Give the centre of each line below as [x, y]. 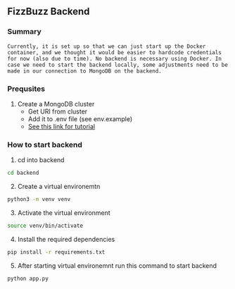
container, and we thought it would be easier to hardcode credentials [114, 52]
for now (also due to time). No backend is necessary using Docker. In [114, 59]
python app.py [28, 278]
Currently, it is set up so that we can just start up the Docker [107, 46]
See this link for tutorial [62, 126]
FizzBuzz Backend [49, 12]
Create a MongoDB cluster [56, 104]
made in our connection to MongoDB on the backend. [84, 71]
